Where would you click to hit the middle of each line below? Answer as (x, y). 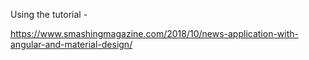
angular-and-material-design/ (71, 44)
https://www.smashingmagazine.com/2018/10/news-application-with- (155, 33)
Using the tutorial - (49, 14)
